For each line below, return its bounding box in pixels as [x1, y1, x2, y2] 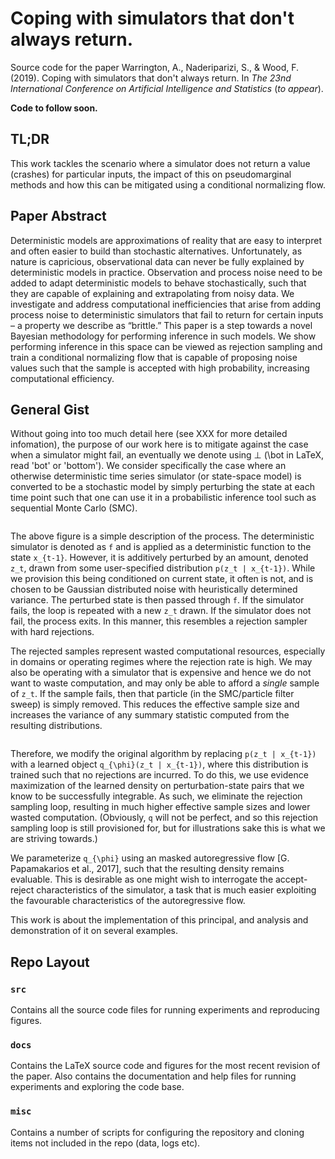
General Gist [10, 401, 90, 418]
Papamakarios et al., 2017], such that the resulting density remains [10, 863, 285, 875]
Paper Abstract [10, 208, 107, 225]
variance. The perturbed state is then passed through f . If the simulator [10, 594, 305, 606]
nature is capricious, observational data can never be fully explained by [10, 255, 305, 267]
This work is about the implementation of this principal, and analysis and [10, 914, 309, 926]
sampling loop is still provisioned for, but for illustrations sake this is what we [10, 822, 326, 834]
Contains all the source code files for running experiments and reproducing [10, 1004, 320, 1016]
